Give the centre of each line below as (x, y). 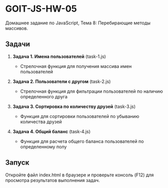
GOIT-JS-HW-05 (41, 9)
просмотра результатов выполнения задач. (53, 180)
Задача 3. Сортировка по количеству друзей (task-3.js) (74, 106)
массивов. (17, 28)
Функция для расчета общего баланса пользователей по (82, 141)
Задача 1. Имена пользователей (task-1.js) (59, 56)
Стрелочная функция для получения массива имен (76, 66)
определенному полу (43, 146)
